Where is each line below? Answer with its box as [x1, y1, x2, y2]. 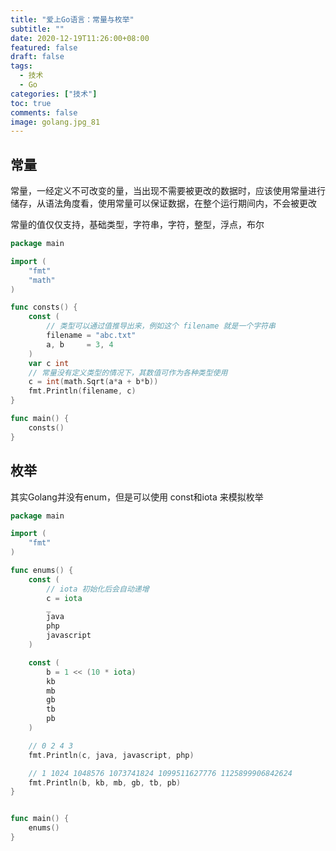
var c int [28, 358, 70, 368]
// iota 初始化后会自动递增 [46, 584, 150, 594]
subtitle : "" [10, 24, 65, 34]
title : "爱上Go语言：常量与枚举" [10, 14, 135, 25]
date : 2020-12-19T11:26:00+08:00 [10, 33, 150, 43]
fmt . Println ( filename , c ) [28, 386, 137, 396]
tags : [10, 61, 33, 71]
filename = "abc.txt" [46, 331, 137, 341]
